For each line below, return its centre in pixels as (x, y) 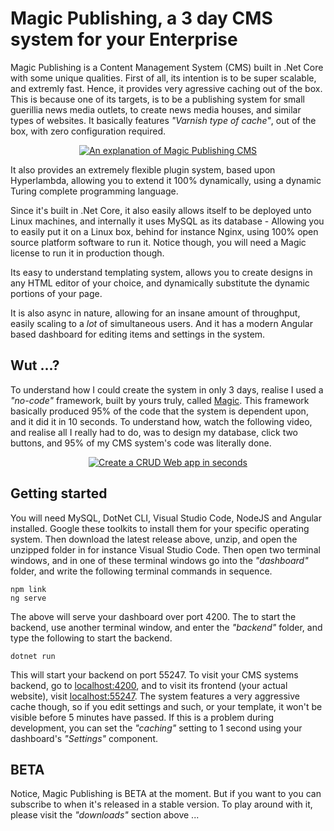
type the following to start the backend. (91, 638)
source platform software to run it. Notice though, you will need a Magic (158, 242)
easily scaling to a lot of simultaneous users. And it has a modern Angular (161, 323)
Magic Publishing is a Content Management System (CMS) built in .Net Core (167, 67)
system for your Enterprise (124, 39)
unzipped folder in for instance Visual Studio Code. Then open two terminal (165, 549)
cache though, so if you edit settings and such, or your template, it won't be (166, 706)
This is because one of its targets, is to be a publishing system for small (157, 99)
